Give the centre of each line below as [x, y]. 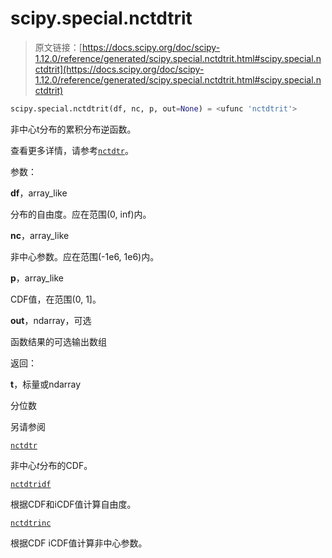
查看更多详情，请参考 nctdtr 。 [72, 150]
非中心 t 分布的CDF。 [51, 465]
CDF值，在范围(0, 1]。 [56, 299]
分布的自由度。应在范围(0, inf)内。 [81, 214]
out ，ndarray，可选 [51, 320]
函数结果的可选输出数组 [58, 341]
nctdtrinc [31, 523]
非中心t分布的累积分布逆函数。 [73, 129]
